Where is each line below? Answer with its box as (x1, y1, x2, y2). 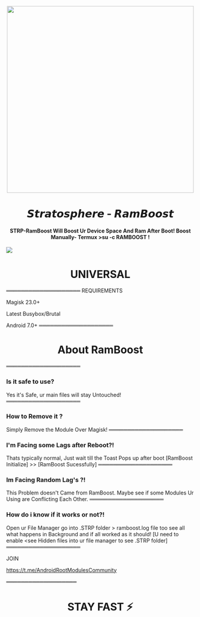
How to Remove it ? (6, 413, 63, 421)
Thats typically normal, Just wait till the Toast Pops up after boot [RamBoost (6, 454, 193, 462)
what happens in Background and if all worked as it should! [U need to (6, 530, 179, 537)
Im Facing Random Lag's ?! (6, 476, 86, 484)
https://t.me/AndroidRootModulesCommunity (6, 566, 117, 573)
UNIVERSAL (70, 267, 131, 281)
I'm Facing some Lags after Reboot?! (6, 441, 115, 449)
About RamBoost (57, 343, 143, 356)
